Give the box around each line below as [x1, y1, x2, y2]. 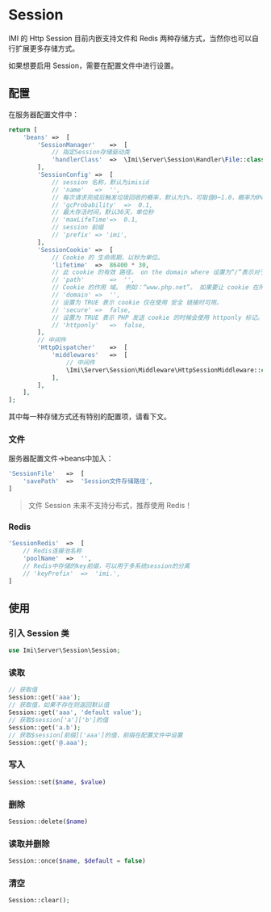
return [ [8, 125, 38, 134]
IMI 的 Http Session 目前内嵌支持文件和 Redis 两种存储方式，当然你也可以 [8, 33, 252, 43]
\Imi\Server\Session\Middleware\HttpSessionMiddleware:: [65, 366, 262, 374]
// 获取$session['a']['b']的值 [8, 716, 109, 724]
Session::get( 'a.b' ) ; [8, 723, 81, 732]
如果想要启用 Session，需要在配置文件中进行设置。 [8, 61, 178, 70]
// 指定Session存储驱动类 [51, 148, 131, 157]
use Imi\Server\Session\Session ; [8, 646, 121, 655]
